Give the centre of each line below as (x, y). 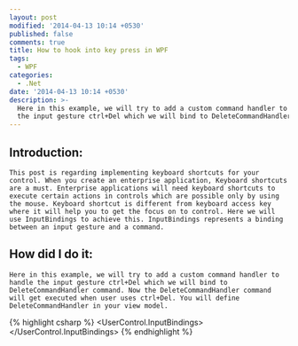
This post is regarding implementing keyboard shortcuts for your (134, 173)
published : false (41, 34)
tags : (19, 59)
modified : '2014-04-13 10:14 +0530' (77, 26)
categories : (31, 75)
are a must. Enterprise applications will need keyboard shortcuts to (142, 188)
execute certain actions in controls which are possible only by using (144, 196)
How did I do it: (51, 254)
